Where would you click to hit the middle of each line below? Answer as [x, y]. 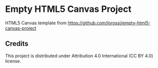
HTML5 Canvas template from [36, 23]
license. [13, 61]
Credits [17, 44]
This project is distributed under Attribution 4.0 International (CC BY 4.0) [79, 56]
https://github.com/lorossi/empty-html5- [109, 23]
